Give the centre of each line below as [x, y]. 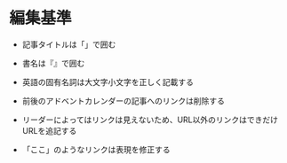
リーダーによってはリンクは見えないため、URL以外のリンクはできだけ [150, 120]
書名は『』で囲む [53, 63]
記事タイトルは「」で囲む [69, 44]
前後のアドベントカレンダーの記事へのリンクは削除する [123, 101]
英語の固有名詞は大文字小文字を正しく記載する [108, 81]
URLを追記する [49, 130]
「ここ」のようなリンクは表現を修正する [96, 149]
